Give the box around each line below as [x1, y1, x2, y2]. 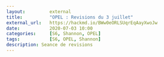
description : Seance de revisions [6, 42, 93, 48]
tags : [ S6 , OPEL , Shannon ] [6, 36, 101, 42]
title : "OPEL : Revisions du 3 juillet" [6, 14, 134, 20]
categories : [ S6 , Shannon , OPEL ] [6, 31, 101, 37]
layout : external [6, 8, 71, 15]
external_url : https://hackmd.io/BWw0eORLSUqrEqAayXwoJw [6, 20, 158, 26]
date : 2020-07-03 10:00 [6, 25, 93, 31]
